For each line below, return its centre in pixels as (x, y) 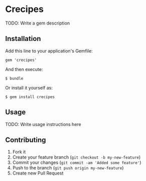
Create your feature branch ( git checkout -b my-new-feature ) (77, 157)
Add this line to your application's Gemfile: (49, 50)
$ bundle (14, 78)
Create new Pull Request (38, 173)
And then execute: (24, 69)
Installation (23, 39)
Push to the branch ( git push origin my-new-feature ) (68, 168)
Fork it (19, 152)
